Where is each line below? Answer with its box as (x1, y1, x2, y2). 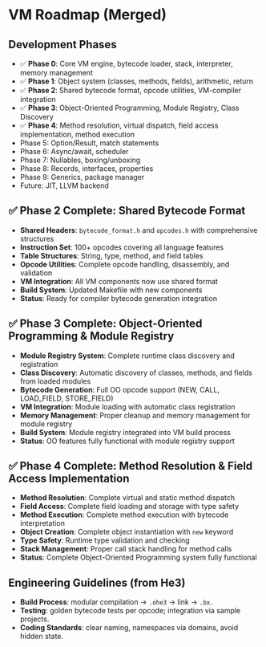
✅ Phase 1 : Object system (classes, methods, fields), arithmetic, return (19, 76, 254, 86)
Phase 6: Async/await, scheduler (19, 147, 129, 156)
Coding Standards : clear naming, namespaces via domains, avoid (19, 623, 239, 633)
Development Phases (8, 38, 118, 51)
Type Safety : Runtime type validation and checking (19, 535, 190, 545)
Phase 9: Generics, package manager (19, 173, 145, 181)
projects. (19, 614, 50, 624)
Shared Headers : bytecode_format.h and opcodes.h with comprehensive (19, 225, 258, 234)
